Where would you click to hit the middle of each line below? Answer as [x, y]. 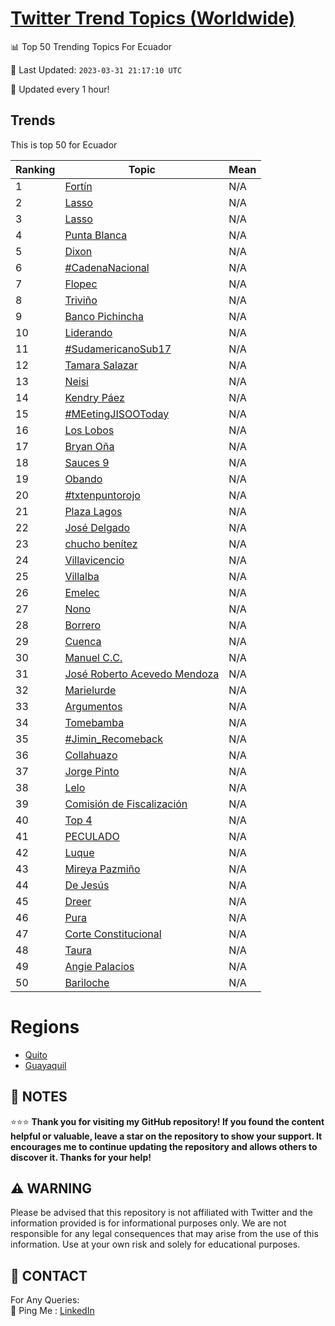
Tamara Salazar [101, 365]
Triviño [81, 300]
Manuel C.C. [93, 657]
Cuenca [83, 641]
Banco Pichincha [104, 316]
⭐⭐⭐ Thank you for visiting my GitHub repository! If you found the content [167, 1121]
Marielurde [90, 690]
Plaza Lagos [93, 511]
